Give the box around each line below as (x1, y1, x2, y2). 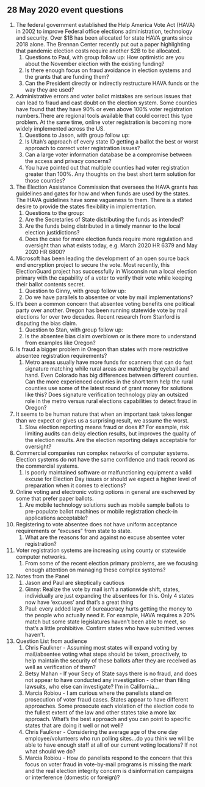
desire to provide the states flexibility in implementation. (15, 203, 157, 210)
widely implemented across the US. (15, 125, 106, 132)
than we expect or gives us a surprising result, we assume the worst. (15, 416, 189, 424)
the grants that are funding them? (24, 73, 109, 80)
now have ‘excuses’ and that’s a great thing (24, 598, 134, 606)
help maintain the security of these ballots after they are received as (24, 656, 196, 664)
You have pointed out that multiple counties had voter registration (24, 164, 190, 171)
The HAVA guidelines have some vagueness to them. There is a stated (15, 196, 193, 203)
